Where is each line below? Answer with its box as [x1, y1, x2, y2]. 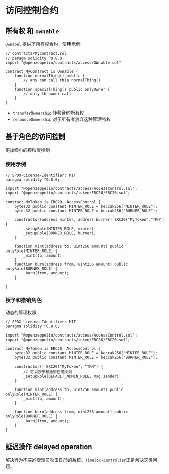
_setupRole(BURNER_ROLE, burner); [23, 231, 96, 236]
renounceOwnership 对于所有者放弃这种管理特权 [12, 116, 111, 122]
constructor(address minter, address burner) [14, 217, 113, 222]
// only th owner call [23, 91, 72, 96]
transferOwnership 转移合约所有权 [12, 110, 84, 116]
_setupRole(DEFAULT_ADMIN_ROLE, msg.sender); [23, 374, 122, 379]
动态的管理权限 [5, 309, 37, 316]
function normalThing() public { [14, 73, 85, 78]
